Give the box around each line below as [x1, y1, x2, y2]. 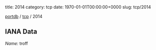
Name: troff [5, 40, 28, 46]
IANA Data [5, 28, 37, 36]
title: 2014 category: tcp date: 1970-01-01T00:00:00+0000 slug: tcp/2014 [5, 4, 151, 10]
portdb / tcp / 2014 [5, 14, 43, 19]
